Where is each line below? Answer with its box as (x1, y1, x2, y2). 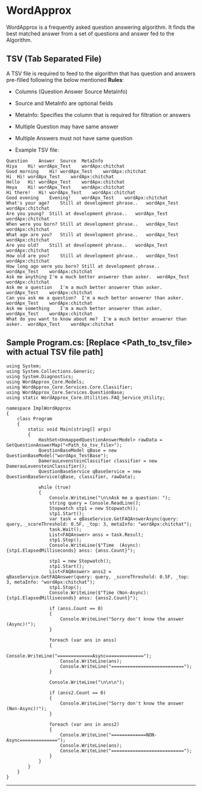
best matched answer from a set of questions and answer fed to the (6, 30, 174, 37)
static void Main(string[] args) (28, 426, 112, 432)
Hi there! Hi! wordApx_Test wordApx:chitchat (6, 189, 136, 196)
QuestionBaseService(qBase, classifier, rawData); (6, 473, 136, 479)
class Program (17, 416, 52, 422)
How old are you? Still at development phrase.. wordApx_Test (6, 252, 179, 259)
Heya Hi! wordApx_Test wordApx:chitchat (6, 184, 125, 190)
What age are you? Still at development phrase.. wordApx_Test (6, 231, 179, 238)
